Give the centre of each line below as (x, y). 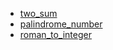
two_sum (38, 13)
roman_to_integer (55, 34)
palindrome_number (61, 24)
